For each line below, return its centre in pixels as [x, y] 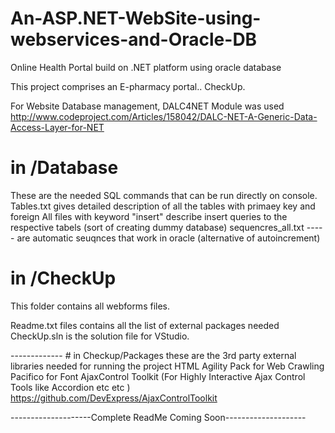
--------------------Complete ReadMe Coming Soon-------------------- [158, 417]
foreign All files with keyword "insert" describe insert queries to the [149, 216]
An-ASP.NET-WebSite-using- [136, 18]
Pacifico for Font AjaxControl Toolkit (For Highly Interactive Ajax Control [158, 376]
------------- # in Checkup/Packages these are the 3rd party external [153, 355]
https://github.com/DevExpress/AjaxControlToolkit [114, 398]
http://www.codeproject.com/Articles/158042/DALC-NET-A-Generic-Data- [164, 116]
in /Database [64, 168]
